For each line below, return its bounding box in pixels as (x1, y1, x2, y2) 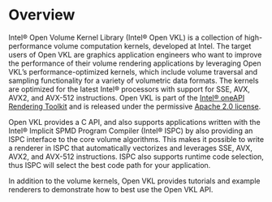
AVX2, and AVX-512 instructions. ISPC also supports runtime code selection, (8, 152, 264, 161)
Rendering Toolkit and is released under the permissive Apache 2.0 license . (8, 101, 261, 111)
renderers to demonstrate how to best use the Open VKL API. (8, 184, 214, 194)
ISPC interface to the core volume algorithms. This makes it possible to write (8, 134, 265, 144)
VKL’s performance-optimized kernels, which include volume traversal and (8, 67, 258, 76)
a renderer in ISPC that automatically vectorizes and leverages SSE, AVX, (8, 143, 253, 153)
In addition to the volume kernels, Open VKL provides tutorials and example (8, 176, 261, 186)
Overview (8, 6, 76, 24)
